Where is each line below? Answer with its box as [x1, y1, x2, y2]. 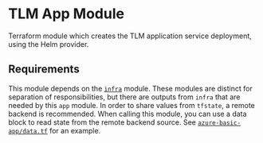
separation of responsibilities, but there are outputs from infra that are [8, 92, 241, 102]
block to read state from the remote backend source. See [8, 117, 197, 127]
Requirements [8, 63, 80, 76]
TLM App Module [8, 5, 125, 23]
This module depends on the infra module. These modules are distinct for [8, 83, 253, 93]
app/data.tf [8, 127, 48, 135]
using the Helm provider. [8, 39, 89, 48]
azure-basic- [198, 118, 241, 127]
